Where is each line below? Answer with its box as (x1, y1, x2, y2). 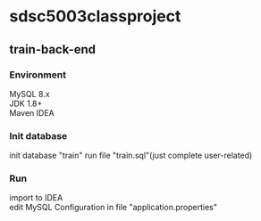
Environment (9, 69, 67, 81)
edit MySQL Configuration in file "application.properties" (9, 202, 217, 213)
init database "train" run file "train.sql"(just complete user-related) (9, 150, 253, 161)
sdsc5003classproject (9, 6, 181, 27)
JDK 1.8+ (9, 98, 43, 109)
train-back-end (9, 42, 97, 57)
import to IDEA (9, 192, 63, 203)
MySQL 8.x (9, 88, 51, 99)
